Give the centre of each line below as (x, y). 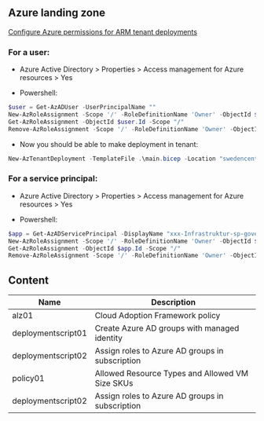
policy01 (28, 379)
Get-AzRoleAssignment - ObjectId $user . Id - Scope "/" (96, 122)
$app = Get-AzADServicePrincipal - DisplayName (86, 234)
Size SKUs (114, 383)
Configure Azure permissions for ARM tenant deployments (103, 31)
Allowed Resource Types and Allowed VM (172, 374)
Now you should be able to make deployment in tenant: (109, 144)
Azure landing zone (57, 13)
